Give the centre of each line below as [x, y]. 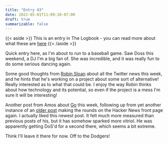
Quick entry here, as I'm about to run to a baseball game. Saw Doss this [79, 53]
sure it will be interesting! [31, 95]
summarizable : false [27, 24]
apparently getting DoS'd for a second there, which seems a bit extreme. [80, 126]
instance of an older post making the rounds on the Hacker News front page [84, 110]
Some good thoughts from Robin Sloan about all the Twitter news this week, [84, 74]
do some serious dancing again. [38, 64]
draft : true [18, 19]
